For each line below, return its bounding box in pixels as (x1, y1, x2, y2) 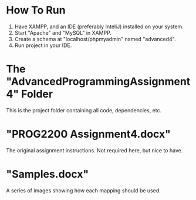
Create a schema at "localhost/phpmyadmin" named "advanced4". (14, 35, 176, 42)
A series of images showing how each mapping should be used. (6, 186, 161, 194)
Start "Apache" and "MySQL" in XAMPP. (14, 29, 112, 36)
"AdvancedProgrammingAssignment (6, 75, 191, 88)
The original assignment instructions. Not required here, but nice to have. (6, 146, 183, 154)
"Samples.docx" (6, 168, 89, 181)
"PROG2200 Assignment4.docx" (6, 128, 171, 141)
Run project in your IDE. (14, 42, 72, 49)
